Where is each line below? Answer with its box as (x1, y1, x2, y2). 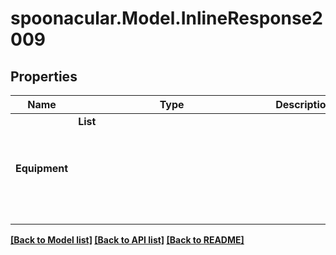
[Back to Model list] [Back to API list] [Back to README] (10, 234, 245, 246)
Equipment (15, 162, 69, 175)
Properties (10, 68, 78, 85)
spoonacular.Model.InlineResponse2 (10, 7, 323, 30)
